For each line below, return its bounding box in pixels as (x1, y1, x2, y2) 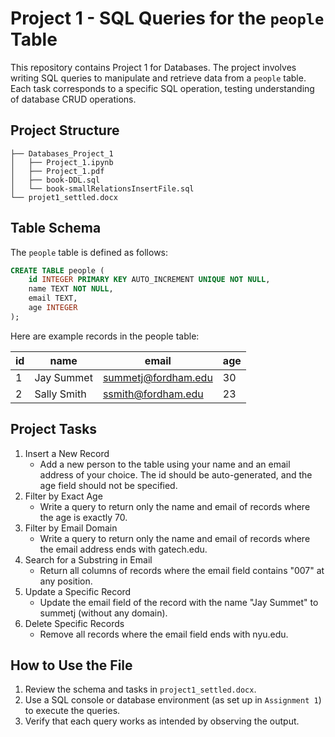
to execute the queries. (24, 705, 121, 717)
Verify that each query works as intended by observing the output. (24, 715, 300, 727)
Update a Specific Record (24, 585, 132, 597)
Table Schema (10, 220, 102, 237)
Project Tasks (10, 421, 98, 438)
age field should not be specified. (39, 479, 178, 491)
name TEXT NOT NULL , (28, 284, 114, 294)
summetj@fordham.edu (102, 370, 213, 384)
